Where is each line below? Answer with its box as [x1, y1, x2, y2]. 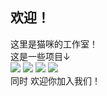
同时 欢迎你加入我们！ [10, 74, 101, 87]
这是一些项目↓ [10, 50, 71, 62]
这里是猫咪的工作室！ [10, 38, 98, 50]
